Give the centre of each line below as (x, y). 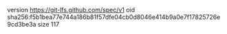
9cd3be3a (22, 24)
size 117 (48, 24)
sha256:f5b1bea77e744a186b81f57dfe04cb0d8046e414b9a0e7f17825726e (114, 17)
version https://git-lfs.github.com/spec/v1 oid (71, 10)
